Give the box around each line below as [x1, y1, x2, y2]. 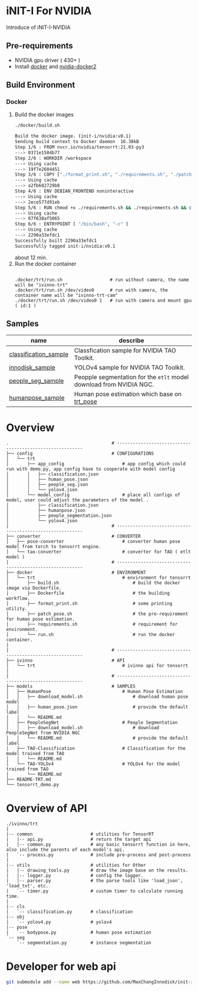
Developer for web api [6, 960, 117, 973]
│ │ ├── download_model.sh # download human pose [6, 694, 189, 700]
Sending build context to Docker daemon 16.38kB [14, 139, 140, 145]
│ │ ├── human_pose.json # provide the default [6, 704, 189, 710]
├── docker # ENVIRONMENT [6, 569, 146, 576]
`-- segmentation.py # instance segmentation [16, 940, 151, 946]
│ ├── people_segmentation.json [6, 513, 112, 519]
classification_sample [9, 350, 69, 358]
